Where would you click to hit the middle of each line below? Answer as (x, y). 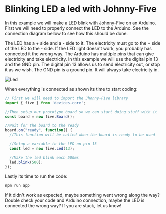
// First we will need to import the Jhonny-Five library (67, 98)
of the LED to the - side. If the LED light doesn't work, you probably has (79, 48)
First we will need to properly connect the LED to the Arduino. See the (77, 28)
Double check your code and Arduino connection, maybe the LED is (75, 200)
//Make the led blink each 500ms (44, 158)
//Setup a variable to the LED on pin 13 (53, 144)
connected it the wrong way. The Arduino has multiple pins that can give (80, 54)
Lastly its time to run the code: (36, 176)
